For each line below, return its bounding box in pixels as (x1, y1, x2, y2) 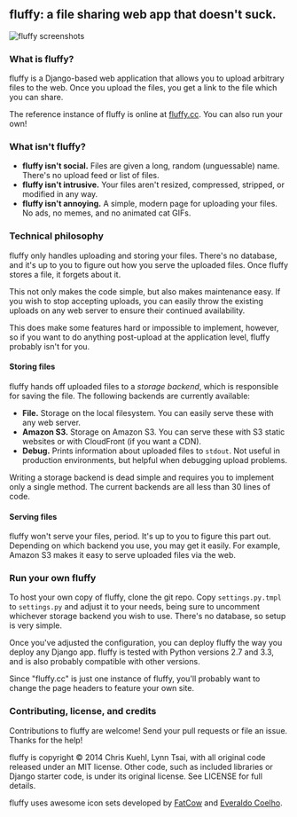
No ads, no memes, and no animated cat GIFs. (21, 208, 191, 218)
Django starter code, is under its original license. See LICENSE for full (9, 771, 263, 782)
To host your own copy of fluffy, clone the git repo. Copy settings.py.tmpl (9, 592, 282, 602)
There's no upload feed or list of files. (21, 170, 160, 181)
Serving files (9, 511, 58, 522)
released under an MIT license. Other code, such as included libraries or (9, 761, 273, 772)
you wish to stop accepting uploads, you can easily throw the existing (9, 295, 264, 306)
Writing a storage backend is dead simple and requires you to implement (9, 472, 275, 483)
